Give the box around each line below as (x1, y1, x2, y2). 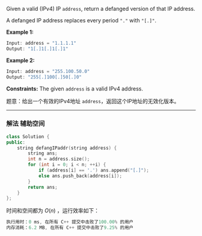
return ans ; (28, 184, 58, 190)
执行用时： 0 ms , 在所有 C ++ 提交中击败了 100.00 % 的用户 (6, 219, 134, 225)
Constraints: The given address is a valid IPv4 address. (6, 85, 143, 92)
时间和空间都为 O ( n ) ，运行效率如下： (6, 207, 100, 214)
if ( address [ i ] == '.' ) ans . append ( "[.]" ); (38, 167, 149, 174)
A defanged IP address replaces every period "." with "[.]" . (6, 17, 157, 24)
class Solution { (6, 133, 50, 139)
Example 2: (6, 57, 35, 64)
